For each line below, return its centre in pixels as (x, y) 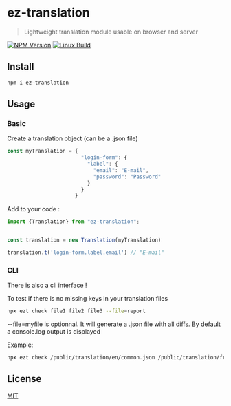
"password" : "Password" (127, 177)
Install (21, 67)
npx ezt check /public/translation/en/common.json (81, 358)
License (24, 379)
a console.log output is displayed (54, 332)
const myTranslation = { (43, 151)
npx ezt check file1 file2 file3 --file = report (77, 311)
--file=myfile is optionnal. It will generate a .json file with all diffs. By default (114, 324)
